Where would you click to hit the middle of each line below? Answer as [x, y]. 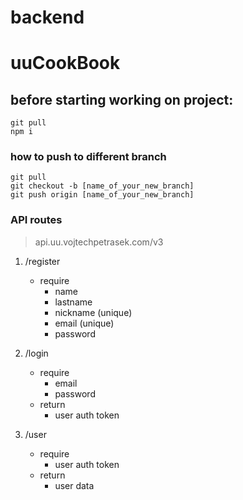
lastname [73, 302]
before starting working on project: [122, 99]
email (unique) [84, 323]
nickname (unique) [93, 312]
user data [74, 485]
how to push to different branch [88, 157]
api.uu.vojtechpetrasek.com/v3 [99, 242]
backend [47, 17]
